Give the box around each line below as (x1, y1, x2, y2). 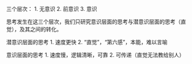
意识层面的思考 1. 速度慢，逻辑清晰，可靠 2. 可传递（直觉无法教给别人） (6, 51, 185, 59)
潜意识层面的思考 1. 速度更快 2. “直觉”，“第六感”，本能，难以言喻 (6, 39, 168, 45)
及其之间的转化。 (19, 26, 62, 33)
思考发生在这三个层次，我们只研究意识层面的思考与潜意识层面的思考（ (6, 18, 181, 25)
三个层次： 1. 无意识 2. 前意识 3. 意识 (6, 5, 98, 12)
